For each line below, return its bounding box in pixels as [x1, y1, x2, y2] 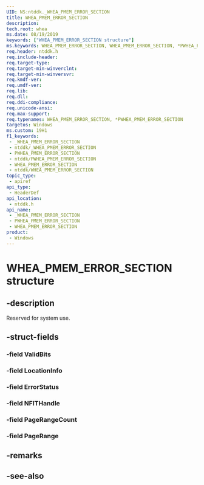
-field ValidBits [6, 350, 52, 359]
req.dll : [6, 94, 29, 100]
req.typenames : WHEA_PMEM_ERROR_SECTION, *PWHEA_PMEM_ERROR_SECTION [6, 116, 183, 122]
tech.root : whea [6, 26, 47, 32]
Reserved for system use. [6, 314, 70, 322]
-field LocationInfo [6, 366, 63, 374]
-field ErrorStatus [6, 382, 59, 391]
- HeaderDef [8, 190, 39, 196]
